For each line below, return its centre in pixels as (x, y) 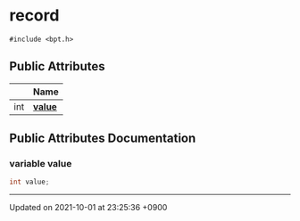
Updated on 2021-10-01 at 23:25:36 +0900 (88, 208)
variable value (41, 164)
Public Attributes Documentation (103, 139)
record (34, 16)
